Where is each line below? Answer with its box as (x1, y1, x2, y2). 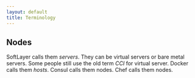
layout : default (6, 9, 48, 15)
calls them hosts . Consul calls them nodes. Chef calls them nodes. (6, 66, 174, 74)
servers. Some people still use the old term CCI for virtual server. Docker (6, 60, 189, 67)
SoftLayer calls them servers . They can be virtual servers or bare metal (6, 53, 185, 61)
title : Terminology (6, 15, 56, 21)
